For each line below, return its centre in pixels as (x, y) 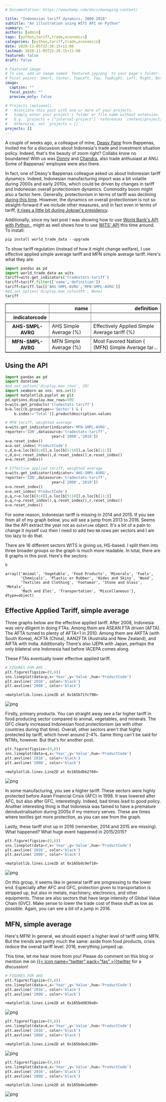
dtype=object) (20, 596)
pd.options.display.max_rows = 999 (40, 400)
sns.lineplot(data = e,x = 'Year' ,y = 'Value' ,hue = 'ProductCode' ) (68, 1067)
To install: (15, 230)
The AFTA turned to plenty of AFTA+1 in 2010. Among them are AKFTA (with (82, 633)
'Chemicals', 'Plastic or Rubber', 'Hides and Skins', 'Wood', (87, 578)
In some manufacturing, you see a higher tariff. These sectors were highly (80, 791)
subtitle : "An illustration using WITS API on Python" (63, 23)
